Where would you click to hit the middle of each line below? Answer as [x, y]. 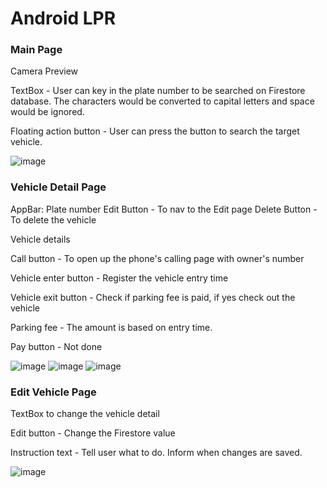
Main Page [36, 50]
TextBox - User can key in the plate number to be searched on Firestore [158, 91]
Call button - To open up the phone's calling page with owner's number [157, 258]
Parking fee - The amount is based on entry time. [111, 327]
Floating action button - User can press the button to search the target [155, 131]
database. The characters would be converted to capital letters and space [162, 101]
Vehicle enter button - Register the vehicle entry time [119, 278]
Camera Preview [44, 71]
